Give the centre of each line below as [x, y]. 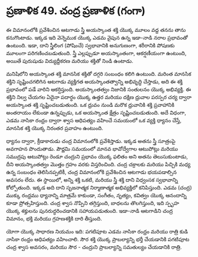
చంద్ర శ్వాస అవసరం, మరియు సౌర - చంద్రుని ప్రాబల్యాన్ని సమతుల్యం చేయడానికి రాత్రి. [94, 247]
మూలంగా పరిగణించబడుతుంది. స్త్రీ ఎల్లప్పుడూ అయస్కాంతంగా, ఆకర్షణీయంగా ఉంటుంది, [96, 53]
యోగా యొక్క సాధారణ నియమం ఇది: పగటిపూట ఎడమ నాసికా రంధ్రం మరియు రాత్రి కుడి [97, 231]
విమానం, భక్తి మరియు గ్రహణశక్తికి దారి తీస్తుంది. [54, 218]
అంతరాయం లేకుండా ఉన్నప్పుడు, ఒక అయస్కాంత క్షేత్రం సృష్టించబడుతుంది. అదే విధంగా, [96, 112]
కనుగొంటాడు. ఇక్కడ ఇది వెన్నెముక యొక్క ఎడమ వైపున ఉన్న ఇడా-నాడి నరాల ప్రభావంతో [97, 37]
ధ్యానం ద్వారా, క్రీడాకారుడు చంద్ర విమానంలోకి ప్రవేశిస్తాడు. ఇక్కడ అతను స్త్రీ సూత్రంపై [91, 141]
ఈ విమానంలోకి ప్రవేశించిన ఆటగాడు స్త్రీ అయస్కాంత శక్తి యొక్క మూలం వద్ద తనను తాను [96, 30]
